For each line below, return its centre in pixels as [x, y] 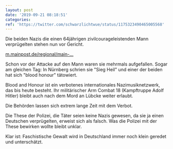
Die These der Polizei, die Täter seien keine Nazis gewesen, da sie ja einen [84, 116]
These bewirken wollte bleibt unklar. [44, 126]
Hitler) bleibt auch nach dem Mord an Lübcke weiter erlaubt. [69, 96]
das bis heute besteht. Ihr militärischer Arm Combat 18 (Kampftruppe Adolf [84, 91]
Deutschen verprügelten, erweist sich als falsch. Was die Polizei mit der [81, 121]
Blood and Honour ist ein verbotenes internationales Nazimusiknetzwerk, [83, 85]
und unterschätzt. [24, 142]
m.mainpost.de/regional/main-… [39, 54]
